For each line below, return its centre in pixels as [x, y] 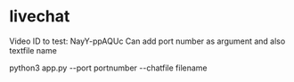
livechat [40, 16]
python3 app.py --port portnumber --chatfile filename [108, 68]
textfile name [33, 50]
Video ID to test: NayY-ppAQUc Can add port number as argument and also [147, 41]
